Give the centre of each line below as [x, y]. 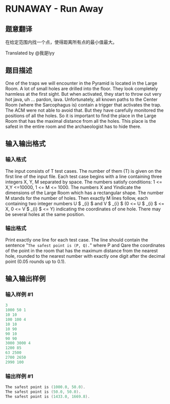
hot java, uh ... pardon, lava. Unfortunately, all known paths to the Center [81, 99]
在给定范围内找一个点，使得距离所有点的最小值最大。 [61, 42]
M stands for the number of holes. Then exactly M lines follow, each [77, 198]
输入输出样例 [26, 279]
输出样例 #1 [19, 376]
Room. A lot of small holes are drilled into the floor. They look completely [82, 88]
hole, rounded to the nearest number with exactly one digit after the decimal [85, 256]
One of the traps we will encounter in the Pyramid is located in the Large [81, 83]
